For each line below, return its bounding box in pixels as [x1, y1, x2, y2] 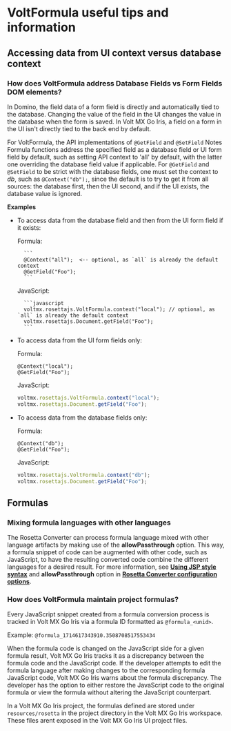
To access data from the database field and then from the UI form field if [17, 216, 223, 224]
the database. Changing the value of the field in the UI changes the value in [7, 110, 222, 118]
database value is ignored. [7, 189, 83, 197]
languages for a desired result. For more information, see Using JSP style [7, 563, 217, 571]
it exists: [17, 223, 41, 232]
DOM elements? [7, 87, 62, 97]
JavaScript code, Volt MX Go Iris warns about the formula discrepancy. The [7, 674, 222, 682]
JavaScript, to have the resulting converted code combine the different [7, 556, 209, 564]
